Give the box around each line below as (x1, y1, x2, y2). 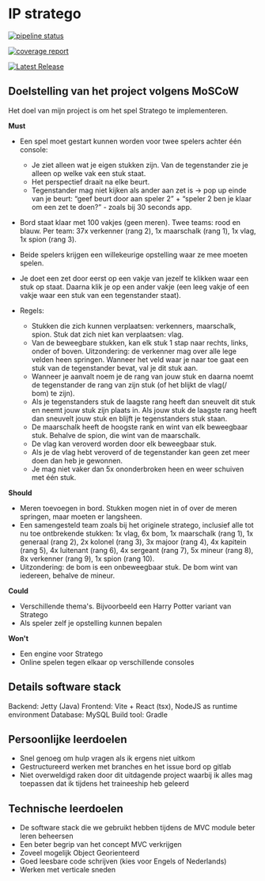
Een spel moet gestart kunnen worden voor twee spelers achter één (19, 136, 242, 146)
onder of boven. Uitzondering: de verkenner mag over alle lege (31, 346, 237, 356)
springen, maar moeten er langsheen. (19, 512, 142, 521)
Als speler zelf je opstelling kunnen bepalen (19, 618, 162, 627)
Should (8, 488, 32, 498)
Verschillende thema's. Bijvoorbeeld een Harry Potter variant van (19, 601, 232, 611)
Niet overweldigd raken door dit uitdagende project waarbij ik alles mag (19, 770, 253, 780)
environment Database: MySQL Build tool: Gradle (8, 710, 168, 719)
